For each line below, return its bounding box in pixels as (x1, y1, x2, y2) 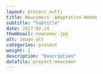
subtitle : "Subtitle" (6, 20, 60, 26)
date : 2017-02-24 (6, 25, 50, 32)
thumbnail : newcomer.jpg (6, 31, 68, 37)
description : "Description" (6, 53, 77, 59)
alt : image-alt (6, 36, 44, 42)
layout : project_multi (6, 8, 63, 15)
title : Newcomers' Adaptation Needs (6, 14, 98, 20)
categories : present (6, 42, 58, 48)
